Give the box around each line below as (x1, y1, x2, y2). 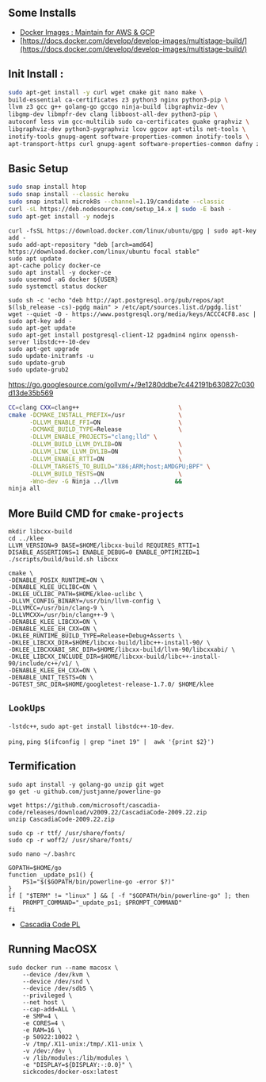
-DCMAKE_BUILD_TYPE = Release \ (28, 425, 182, 433)
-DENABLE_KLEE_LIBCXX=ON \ (8, 618, 97, 626)
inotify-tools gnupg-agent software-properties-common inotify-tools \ (8, 133, 249, 141)
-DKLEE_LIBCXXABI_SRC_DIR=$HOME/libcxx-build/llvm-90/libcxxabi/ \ (8, 646, 236, 654)
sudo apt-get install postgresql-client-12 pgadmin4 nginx (8, 331, 207, 339)
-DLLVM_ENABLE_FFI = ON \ (28, 418, 182, 426)
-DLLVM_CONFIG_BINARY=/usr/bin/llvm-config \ (8, 597, 161, 606)
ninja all (8, 484, 41, 493)
